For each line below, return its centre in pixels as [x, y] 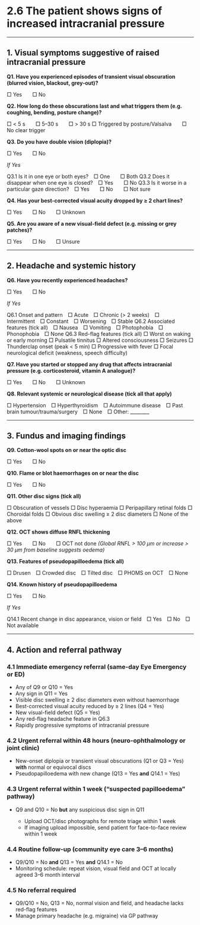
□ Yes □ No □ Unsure [43, 241]
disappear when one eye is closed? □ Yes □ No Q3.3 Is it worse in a [97, 182]
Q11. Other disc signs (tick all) [44, 496]
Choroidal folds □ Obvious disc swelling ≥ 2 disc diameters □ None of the [98, 514]
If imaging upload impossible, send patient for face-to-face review [105, 827]
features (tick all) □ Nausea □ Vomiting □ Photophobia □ [85, 327]
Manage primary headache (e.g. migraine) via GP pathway [87, 916]
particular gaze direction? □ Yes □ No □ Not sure [79, 189]
